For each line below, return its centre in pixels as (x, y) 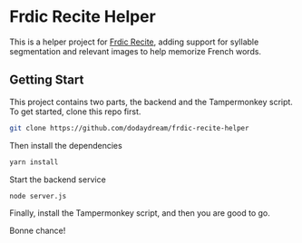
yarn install (34, 162)
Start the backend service (58, 180)
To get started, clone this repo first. (75, 112)
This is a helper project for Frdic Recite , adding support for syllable (134, 42)
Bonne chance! (38, 231)
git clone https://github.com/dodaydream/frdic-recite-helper (129, 128)
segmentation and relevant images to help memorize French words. (135, 51)
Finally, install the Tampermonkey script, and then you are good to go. (140, 213)
